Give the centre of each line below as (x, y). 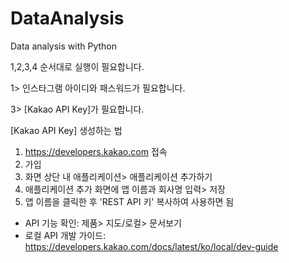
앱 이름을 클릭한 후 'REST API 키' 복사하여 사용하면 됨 (129, 201)
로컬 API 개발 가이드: (65, 235)
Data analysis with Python (64, 46)
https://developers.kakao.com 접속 (96, 151)
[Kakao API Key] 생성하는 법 (66, 130)
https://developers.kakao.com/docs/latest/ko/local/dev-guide (151, 246)
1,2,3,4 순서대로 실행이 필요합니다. (77, 66)
